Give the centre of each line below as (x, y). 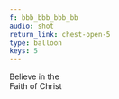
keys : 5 (24, 51)
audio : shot (32, 26)
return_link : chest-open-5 (60, 34)
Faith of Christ (36, 86)
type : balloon (36, 43)
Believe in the (35, 76)
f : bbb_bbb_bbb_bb (44, 18)
